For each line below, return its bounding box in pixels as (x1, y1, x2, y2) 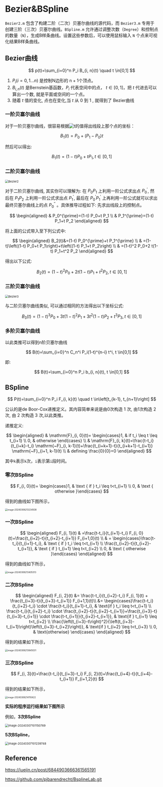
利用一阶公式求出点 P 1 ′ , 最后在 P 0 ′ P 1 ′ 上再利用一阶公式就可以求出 (29, 194, 158, 202)
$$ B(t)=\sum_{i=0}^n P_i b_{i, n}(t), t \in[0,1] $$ (34, 369, 130, 375)
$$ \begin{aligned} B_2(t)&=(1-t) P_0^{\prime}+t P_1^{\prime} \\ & (12, 238, 142, 244)
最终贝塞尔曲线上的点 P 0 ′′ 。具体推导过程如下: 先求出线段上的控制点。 (5, 201, 145, 209)
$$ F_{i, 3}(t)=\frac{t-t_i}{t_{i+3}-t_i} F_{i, (10, 671, 93, 677)
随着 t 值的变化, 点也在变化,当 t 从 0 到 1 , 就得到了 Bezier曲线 (12, 98, 135, 104)
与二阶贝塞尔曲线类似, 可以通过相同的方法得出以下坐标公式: (5, 303, 124, 309)
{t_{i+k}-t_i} (10, 443, 34, 449)
